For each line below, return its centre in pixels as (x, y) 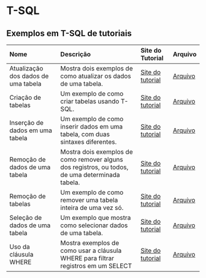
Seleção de (26, 218)
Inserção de (27, 123)
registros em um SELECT (96, 266)
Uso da (20, 247)
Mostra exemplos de (90, 243)
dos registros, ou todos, (94, 167)
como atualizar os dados (96, 76)
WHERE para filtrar (87, 258)
